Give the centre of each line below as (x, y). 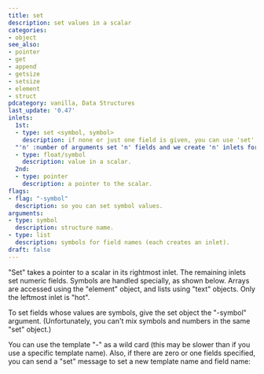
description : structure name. (64, 228)
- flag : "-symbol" (38, 198)
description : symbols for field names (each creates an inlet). (123, 243)
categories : (27, 30)
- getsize (24, 74)
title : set (26, 15)
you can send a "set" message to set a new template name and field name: (130, 361)
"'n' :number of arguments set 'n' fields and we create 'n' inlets (130, 147)
